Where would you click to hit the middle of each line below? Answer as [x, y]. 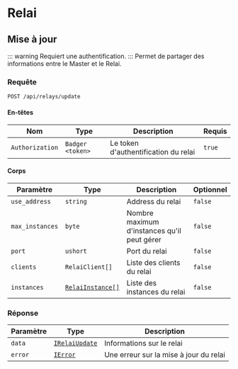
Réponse [23, 313]
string [76, 201]
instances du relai [156, 292]
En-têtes [21, 112]
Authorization [35, 147]
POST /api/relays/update [44, 97]
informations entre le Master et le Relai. [64, 64]
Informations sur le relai [143, 343]
